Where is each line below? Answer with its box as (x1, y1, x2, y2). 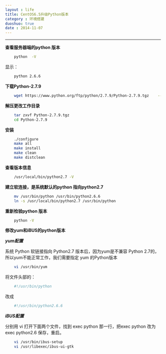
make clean (14, 150, 37, 156)
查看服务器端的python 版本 (5, 44, 60, 50)
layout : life (5, 7, 35, 12)
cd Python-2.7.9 (14, 117, 48, 122)
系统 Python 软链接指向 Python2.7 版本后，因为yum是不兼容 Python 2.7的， (5, 248, 160, 255)
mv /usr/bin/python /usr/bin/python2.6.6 (14, 194, 100, 199)
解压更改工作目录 (5, 102, 40, 109)
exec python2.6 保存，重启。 (5, 330, 64, 335)
